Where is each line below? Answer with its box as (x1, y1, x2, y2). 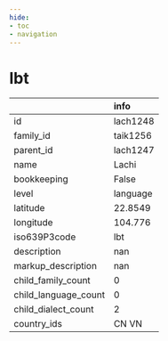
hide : (9, 12, 29, 22)
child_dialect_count (13, 304, 94, 316)
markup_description (13, 260, 98, 272)
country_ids (13, 318, 62, 330)
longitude (13, 216, 53, 229)
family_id (13, 130, 51, 142)
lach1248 (113, 115, 155, 127)
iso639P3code (13, 231, 76, 243)
